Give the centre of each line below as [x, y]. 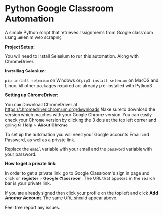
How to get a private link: [31, 163]
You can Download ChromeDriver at [41, 104]
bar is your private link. [28, 183]
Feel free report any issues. [32, 207]
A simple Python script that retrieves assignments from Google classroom [79, 32]
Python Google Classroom [59, 9]
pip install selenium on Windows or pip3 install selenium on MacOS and [82, 80]
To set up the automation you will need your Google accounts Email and [77, 134]
